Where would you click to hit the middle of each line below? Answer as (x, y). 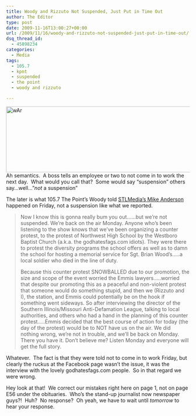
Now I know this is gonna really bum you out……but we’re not (94, 217)
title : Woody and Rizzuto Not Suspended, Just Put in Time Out (85, 11)
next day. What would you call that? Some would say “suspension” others (96, 182)
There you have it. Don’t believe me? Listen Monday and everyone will (104, 340)
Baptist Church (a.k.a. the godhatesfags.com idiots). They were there (103, 241)
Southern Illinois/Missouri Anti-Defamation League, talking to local (100, 309)
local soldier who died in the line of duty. (69, 260)
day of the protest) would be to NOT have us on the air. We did (95, 328)
